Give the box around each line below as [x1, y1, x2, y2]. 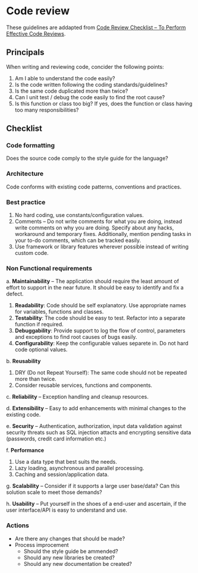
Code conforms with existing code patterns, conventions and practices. [6, 183, 182, 190]
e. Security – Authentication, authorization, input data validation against [6, 423, 183, 430]
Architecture [6, 169, 44, 178]
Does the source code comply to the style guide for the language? [6, 155, 168, 162]
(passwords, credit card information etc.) [6, 435, 107, 442]
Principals [6, 48, 45, 58]
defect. [6, 290, 24, 298]
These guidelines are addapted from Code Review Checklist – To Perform [6, 24, 186, 31]
